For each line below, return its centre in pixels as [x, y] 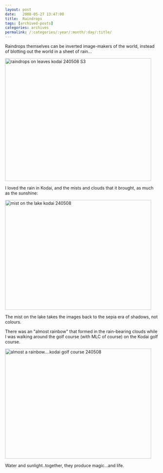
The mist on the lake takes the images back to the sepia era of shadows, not [81, 317]
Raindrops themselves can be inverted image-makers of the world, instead [80, 46]
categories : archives [27, 28]
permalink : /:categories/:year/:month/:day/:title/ [58, 32]
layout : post [18, 10]
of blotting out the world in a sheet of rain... [48, 51]
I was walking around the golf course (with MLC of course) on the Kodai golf [81, 337]
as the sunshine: [21, 193]
